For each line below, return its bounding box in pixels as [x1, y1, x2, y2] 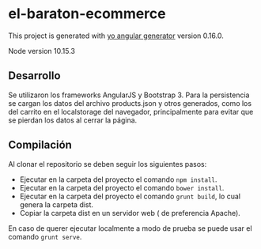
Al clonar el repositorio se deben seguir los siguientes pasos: [8, 159, 207, 168]
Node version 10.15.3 [8, 46, 75, 55]
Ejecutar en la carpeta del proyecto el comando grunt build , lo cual [19, 191, 241, 201]
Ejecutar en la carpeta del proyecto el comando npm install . [19, 175, 217, 184]
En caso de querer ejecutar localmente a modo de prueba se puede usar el [8, 223, 252, 233]
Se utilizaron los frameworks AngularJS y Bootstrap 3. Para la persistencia [8, 90, 250, 100]
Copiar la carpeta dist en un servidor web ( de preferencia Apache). [19, 208, 241, 217]
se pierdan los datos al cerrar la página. [8, 115, 138, 125]
